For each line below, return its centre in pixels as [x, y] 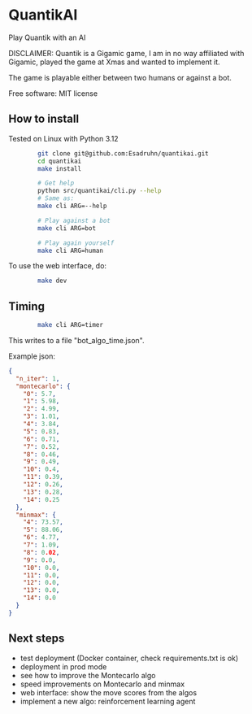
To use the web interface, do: [58, 266]
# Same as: [56, 198]
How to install [44, 119]
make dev [52, 281]
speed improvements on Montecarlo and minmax [102, 684]
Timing [26, 306]
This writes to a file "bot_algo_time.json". [76, 340]
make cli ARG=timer [71, 325]
